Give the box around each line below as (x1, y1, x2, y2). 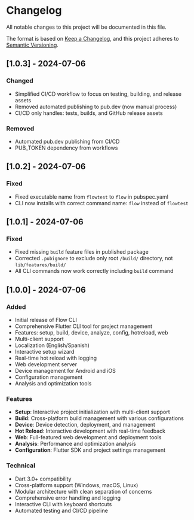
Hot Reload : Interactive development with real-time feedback (14, 427, 166, 434)
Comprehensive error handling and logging (14, 494, 121, 501)
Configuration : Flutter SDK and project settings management (14, 446, 166, 454)
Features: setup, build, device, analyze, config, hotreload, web (14, 329, 168, 336)
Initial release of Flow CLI (14, 316, 78, 323)
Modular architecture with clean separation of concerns (14, 488, 152, 495)
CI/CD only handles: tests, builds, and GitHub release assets (14, 109, 163, 117)
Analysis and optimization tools (14, 379, 92, 387)
